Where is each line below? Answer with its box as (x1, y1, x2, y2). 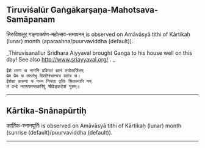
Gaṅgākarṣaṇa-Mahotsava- (50, 5, 159, 15)
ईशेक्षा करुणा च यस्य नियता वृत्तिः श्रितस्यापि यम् (6, 78, 92, 84)
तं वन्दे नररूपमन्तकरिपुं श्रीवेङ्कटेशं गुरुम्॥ (6, 83, 80, 90)
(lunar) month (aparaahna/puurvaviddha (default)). (6, 37, 134, 44)
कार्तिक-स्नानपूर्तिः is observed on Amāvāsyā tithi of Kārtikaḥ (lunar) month (6, 122, 182, 129)
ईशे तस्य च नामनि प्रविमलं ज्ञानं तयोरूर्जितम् (6, 67, 84, 74)
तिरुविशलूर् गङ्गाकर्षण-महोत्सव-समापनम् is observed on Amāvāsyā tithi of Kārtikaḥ (6, 30, 191, 38)
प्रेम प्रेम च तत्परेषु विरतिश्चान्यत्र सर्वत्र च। (6, 72, 81, 79)
